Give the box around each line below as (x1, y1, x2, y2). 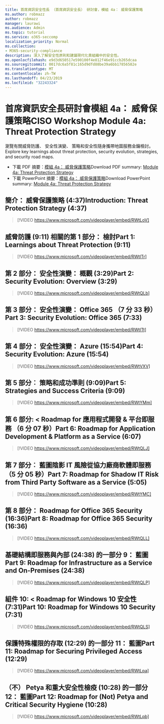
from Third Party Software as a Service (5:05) (5, 478, 147, 487)
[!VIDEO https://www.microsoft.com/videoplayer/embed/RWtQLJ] (17, 445, 150, 451)
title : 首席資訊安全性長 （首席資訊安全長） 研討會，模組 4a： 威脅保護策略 (5, 7, 143, 12)
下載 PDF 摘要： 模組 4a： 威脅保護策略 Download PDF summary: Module (12, 164, 159, 170)
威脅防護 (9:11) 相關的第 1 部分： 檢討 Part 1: (5, 232, 136, 241)
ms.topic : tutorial (5, 30, 45, 35)
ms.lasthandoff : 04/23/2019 (5, 76, 63, 81)
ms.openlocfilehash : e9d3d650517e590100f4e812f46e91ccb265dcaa (5, 58, 137, 62)
